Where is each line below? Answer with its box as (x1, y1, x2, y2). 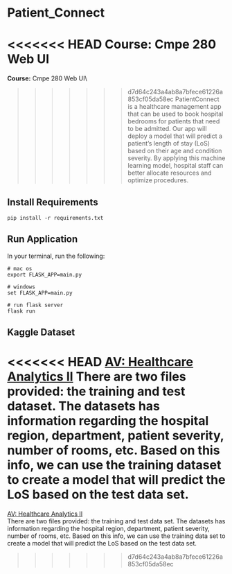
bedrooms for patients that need (127, 117, 220, 125)
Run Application (7, 234, 78, 245)
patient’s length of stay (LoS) (127, 139, 210, 148)
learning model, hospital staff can (127, 162, 224, 170)
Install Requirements (7, 196, 98, 208)
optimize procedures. (127, 176, 189, 184)
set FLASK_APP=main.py (7, 289, 73, 296)
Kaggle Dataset (7, 327, 75, 338)
